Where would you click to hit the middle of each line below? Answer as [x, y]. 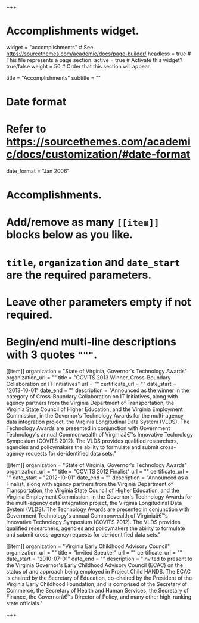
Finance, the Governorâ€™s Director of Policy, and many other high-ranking [99, 597]
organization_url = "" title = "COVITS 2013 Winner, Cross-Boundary [88, 377]
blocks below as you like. [69, 235]
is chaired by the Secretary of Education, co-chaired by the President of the [99, 578]
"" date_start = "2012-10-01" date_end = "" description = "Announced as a [97, 478]
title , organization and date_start [93, 262]
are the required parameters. [79, 275]
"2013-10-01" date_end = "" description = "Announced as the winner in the [98, 390]
